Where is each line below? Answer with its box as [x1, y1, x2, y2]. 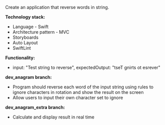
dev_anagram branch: [5, 74, 52, 80]
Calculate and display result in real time [12, 114, 95, 120]
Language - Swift [12, 24, 49, 30]
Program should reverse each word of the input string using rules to [12, 84, 154, 90]
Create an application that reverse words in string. [5, 5, 109, 10]
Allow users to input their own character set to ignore [12, 95, 124, 100]
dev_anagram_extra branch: [5, 104, 66, 110]
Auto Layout [12, 40, 38, 46]
